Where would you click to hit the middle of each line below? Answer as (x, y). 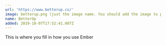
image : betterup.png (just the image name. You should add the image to (82, 14)
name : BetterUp (21, 19)
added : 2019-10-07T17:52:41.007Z (40, 23)
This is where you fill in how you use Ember (49, 37)
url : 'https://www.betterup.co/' (40, 10)
